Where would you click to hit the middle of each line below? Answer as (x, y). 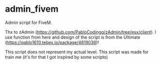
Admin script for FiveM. (28, 22)
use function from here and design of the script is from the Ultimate (73, 37)
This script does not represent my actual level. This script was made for (77, 52)
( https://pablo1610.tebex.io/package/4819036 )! (52, 42)
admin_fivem (32, 9)
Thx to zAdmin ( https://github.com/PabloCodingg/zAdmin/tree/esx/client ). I (81, 32)
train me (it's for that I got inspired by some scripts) (56, 57)
